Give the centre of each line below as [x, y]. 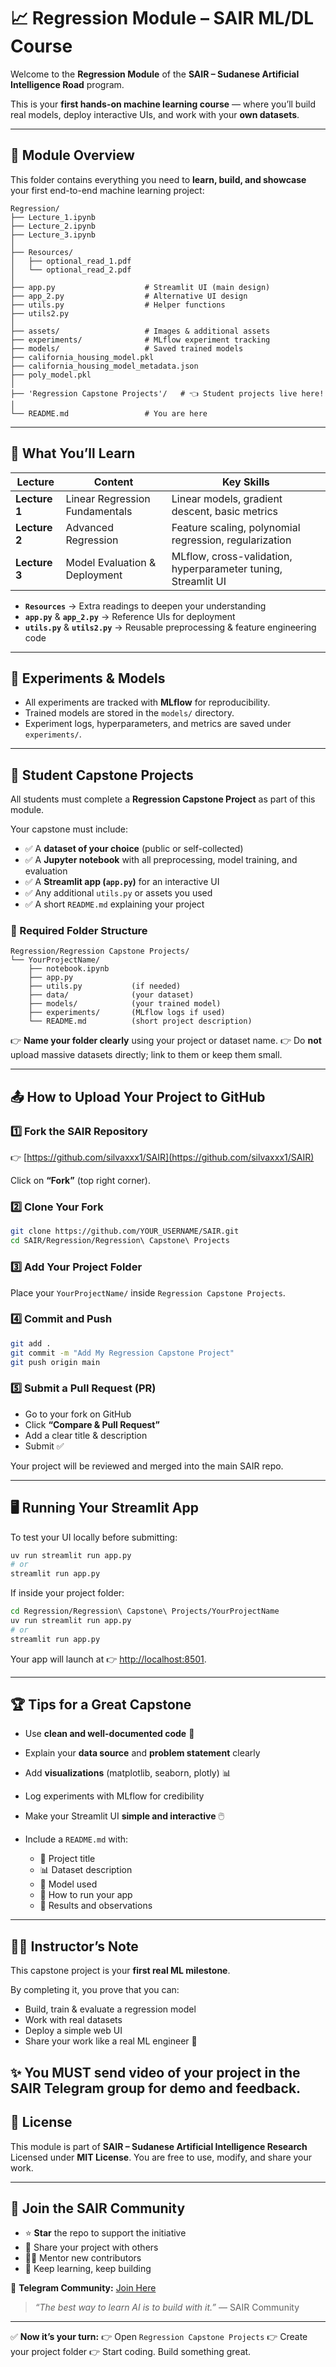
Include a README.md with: [76, 1839]
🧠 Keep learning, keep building [88, 2269]
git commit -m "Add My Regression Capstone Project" [122, 1353]
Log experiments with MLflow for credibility [114, 1796]
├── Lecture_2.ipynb [53, 226]
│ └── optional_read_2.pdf [71, 270]
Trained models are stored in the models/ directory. [129, 713]
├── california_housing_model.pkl [82, 357]
